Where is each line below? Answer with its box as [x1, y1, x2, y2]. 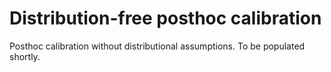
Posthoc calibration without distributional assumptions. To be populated [9, 40, 306, 52]
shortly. [9, 50, 41, 62]
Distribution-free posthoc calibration [9, 7, 322, 30]
